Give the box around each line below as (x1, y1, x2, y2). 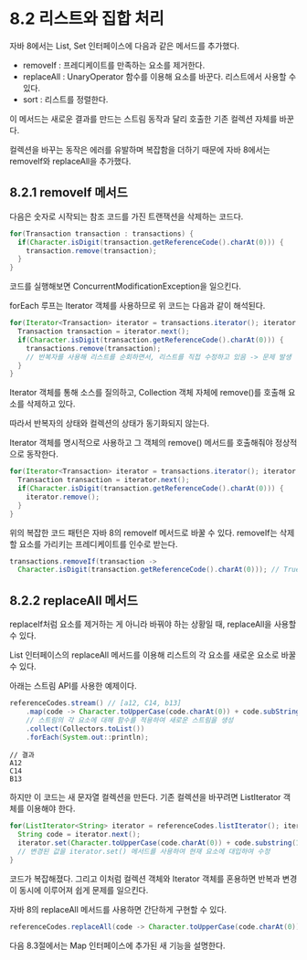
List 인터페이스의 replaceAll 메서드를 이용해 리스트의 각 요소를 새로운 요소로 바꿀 (9, 649, 297, 660)
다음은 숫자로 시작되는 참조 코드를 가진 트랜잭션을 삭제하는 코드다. (9, 211, 244, 222)
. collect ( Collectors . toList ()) (26, 723, 145, 733)
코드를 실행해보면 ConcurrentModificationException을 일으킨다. (9, 280, 242, 292)
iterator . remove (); (26, 492, 101, 501)
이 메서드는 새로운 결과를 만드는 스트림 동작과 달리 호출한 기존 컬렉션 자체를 (9, 113, 278, 124)
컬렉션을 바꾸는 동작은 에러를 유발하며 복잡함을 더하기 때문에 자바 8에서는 (9, 143, 271, 155)
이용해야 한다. (26, 803, 76, 814)
